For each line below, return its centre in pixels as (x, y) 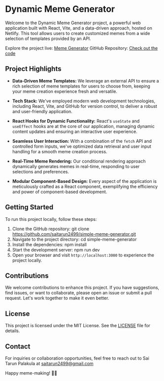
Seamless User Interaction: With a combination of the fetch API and (82, 141)
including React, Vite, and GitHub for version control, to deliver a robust (85, 106)
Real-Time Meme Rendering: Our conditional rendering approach (79, 161)
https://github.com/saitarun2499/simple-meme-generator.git (74, 234)
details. (13, 331)
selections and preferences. (41, 171)
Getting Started (29, 207)
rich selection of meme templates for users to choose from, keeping (81, 86)
